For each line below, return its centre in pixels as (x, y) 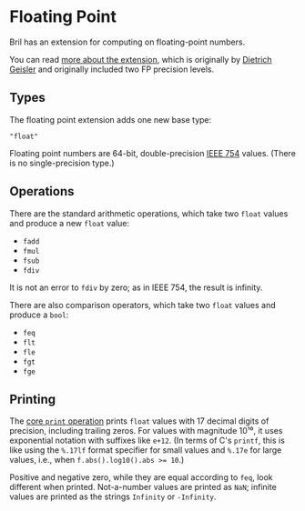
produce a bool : (39, 315)
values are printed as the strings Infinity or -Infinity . (113, 496)
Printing (33, 399)
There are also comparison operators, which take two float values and (142, 305)
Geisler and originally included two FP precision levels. (112, 69)
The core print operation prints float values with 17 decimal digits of (139, 421)
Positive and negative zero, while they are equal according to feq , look (141, 477)
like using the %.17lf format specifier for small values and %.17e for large (146, 450)
